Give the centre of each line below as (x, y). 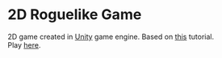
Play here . (24, 44)
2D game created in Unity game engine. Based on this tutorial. (111, 37)
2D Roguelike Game (75, 15)
